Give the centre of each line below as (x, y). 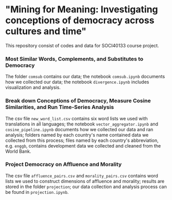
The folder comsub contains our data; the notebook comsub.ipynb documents (85, 77)
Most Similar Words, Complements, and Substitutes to (74, 59)
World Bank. (18, 151)
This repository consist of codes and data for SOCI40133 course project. (82, 45)
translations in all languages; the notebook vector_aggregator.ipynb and (82, 124)
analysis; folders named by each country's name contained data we (77, 135)
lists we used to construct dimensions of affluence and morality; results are (85, 181)
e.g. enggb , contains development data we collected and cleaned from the (83, 146)
